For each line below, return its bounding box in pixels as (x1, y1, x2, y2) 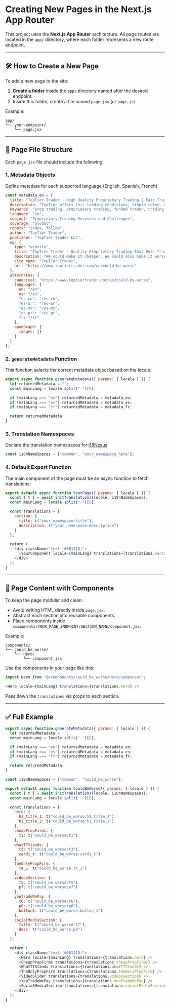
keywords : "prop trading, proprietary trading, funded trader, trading (10, 207, 164, 212)
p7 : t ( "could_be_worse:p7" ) (18, 884, 78, 890)
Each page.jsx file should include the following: (5, 158, 104, 165)
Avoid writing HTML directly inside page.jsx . (12, 607, 105, 613)
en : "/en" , (18, 287, 42, 292)
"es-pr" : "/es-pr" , (18, 310, 60, 315)
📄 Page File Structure (5, 145, 73, 154)
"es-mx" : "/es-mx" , (18, 305, 60, 311)
